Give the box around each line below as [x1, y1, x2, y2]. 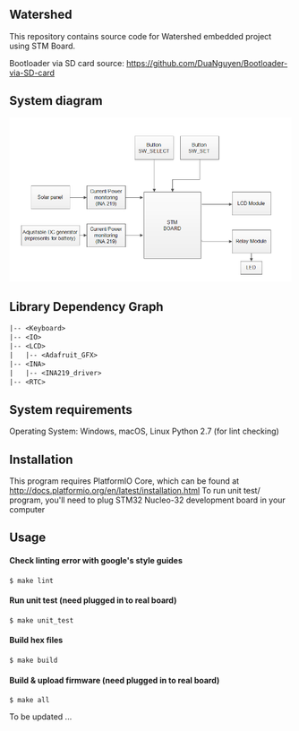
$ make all [9, 696, 50, 705]
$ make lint [9, 576, 54, 585]
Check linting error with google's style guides [9, 555, 184, 565]
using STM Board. [9, 40, 76, 51]
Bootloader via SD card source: [9, 57, 125, 68]
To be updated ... [9, 711, 73, 722]
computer [9, 503, 46, 514]
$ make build [9, 656, 58, 665]
